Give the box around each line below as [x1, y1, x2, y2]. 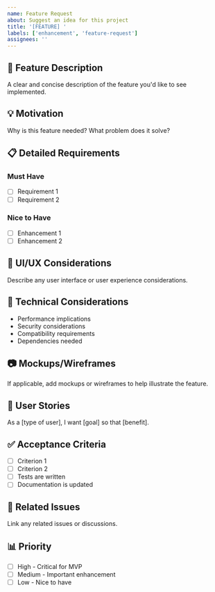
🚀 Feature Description [7, 62, 103, 74]
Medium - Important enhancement [17, 570, 116, 578]
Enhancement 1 [17, 229, 61, 237]
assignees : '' [7, 36, 49, 43]
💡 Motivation [7, 108, 64, 120]
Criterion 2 [17, 465, 49, 473]
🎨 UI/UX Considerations [7, 257, 112, 269]
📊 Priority [7, 541, 52, 552]
